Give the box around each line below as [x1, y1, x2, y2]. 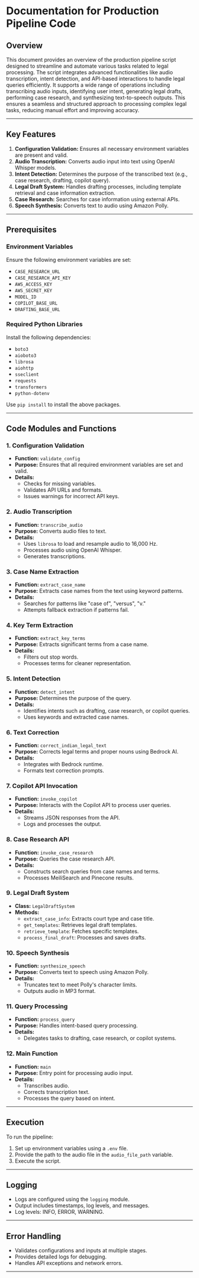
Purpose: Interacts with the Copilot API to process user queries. [14, 802, 172, 809]
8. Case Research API [6, 836, 69, 844]
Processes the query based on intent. [23, 1094, 115, 1102]
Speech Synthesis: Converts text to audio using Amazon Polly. [14, 202, 169, 209]
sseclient [14, 371, 40, 378]
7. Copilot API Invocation [6, 782, 78, 790]
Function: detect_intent [14, 688, 75, 695]
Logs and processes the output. [23, 821, 102, 828]
